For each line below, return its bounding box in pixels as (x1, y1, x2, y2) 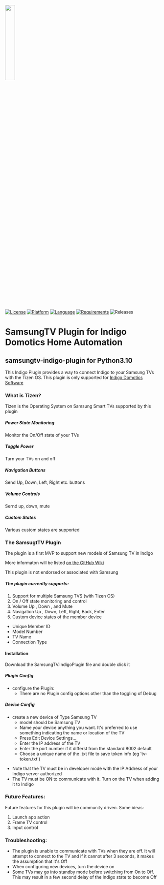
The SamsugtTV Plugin (5, 539, 61, 546)
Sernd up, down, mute (5, 503, 50, 509)
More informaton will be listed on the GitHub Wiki (5, 560, 104, 566)
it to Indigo (12, 781, 34, 787)
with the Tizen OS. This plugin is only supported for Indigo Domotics (5, 375, 143, 380)
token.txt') (19, 756, 41, 762)
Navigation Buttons (5, 467, 46, 473)
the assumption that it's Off (12, 858, 68, 864)
